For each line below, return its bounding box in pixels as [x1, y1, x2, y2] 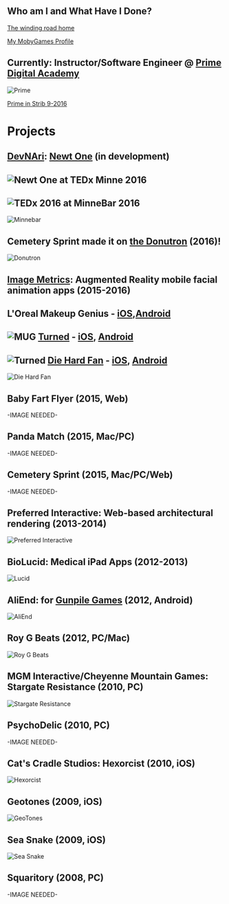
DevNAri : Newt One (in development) [7, 151, 170, 162]
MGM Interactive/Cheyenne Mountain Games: [7, 670, 208, 683]
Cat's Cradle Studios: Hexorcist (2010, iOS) [7, 758, 196, 769]
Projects [7, 123, 56, 139]
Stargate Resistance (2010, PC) [7, 681, 144, 693]
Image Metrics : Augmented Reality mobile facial [7, 274, 218, 285]
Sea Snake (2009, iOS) [7, 834, 107, 846]
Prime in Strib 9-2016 [7, 99, 67, 107]
